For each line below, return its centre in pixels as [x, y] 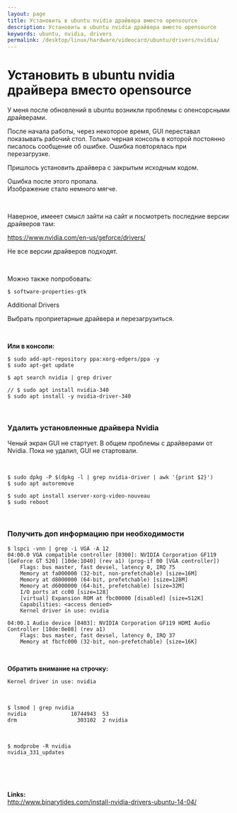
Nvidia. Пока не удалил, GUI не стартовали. [73, 451]
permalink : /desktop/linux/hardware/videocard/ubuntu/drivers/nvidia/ [114, 40]
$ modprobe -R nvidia [39, 746]
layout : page [27, 14]
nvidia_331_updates [36, 752]
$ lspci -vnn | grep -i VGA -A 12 [58, 549]
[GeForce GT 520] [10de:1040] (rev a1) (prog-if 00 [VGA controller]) [114, 561]
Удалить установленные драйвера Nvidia [83, 427]
